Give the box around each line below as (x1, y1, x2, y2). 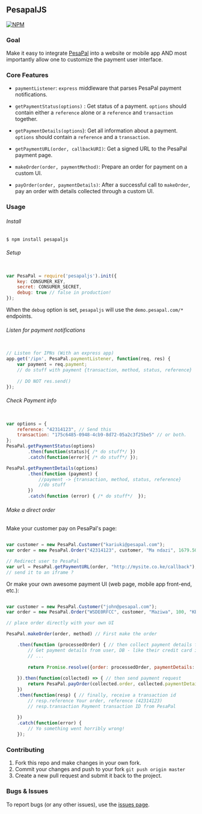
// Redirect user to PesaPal (6, 558, 79, 564)
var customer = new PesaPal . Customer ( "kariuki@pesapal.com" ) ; (6, 542, 165, 548)
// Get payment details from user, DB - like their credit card (28, 647, 192, 653)
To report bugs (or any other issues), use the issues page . (6, 801, 150, 808)
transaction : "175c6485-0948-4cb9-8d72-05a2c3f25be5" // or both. (17, 432, 187, 438)
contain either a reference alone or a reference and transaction (14, 109, 173, 116)
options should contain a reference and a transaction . (14, 134, 150, 141)
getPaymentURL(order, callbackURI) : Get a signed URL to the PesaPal (14, 145, 188, 152)
